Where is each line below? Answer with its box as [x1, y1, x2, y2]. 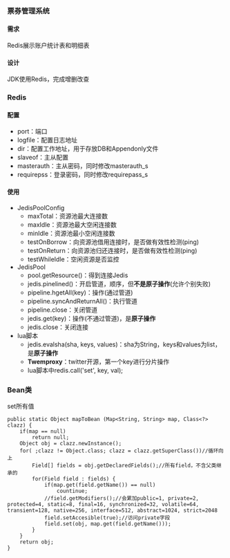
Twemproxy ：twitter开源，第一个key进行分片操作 [27, 357, 170, 366]
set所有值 [7, 402, 35, 410]
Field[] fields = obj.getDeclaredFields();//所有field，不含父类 [32, 462, 217, 469]
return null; [32, 434, 70, 440]
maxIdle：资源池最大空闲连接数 [27, 220, 117, 229]
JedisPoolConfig [17, 203, 65, 212]
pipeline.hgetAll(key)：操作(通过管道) [27, 288, 133, 297]
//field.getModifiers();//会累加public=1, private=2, [44, 494, 199, 502]
